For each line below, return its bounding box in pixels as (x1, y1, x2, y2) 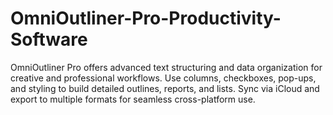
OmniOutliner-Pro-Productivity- (10, 7, 282, 30)
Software (10, 28, 88, 51)
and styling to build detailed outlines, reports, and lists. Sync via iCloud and (10, 82, 320, 94)
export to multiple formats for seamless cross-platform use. (10, 93, 256, 105)
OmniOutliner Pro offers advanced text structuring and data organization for (10, 61, 323, 73)
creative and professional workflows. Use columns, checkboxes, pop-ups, (10, 72, 317, 84)
